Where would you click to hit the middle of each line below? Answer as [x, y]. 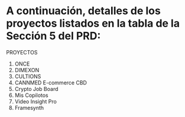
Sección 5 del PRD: [53, 36]
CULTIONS [28, 76]
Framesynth [29, 108]
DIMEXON [27, 70]
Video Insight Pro [36, 101]
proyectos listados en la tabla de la [93, 23]
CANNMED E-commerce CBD [51, 82]
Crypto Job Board [36, 89]
